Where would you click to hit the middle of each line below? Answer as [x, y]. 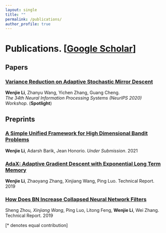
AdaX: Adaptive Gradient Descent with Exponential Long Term [83, 164]
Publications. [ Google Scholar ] [71, 49]
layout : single [21, 10]
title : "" [16, 15]
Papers [17, 67]
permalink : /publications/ [34, 19]
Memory [16, 170]
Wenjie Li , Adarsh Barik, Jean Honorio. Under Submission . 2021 [71, 150]
